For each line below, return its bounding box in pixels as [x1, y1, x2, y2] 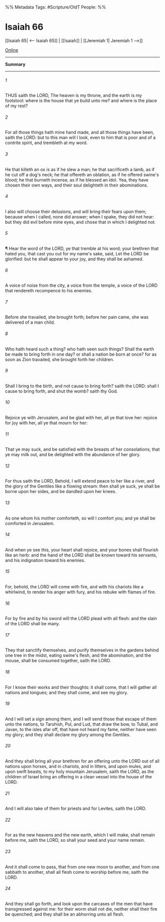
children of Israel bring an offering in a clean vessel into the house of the [5, 774, 152, 779]
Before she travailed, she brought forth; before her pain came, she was [5, 314, 149, 320]
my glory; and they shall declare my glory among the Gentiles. [5, 732, 131, 738]
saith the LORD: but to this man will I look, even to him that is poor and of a [5, 135, 156, 141]
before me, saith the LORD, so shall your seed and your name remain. [5, 837, 145, 843]
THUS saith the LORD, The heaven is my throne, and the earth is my [5, 92, 142, 98]
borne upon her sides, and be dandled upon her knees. [5, 489, 117, 494]
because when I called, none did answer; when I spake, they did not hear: [5, 214, 154, 219]
